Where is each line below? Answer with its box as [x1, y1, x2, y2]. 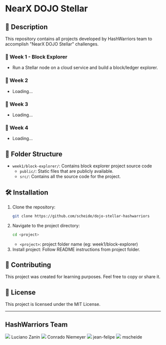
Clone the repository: [12, 204, 56, 210]
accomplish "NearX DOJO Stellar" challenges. [5, 41, 99, 47]
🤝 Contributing [5, 260, 51, 269]
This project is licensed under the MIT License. [5, 301, 101, 307]
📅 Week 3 [5, 100, 29, 107]
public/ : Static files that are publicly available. [19, 168, 114, 174]
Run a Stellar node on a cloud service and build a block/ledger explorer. [12, 65, 158, 71]
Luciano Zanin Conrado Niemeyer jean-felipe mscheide [11, 334, 142, 340]
